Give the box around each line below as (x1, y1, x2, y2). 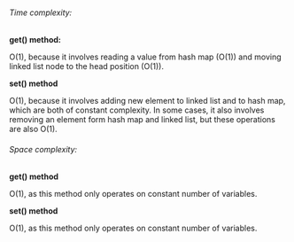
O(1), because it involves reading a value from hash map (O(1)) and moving (9, 51, 282, 62)
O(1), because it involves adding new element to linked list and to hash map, (9, 96, 286, 106)
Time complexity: (9, 7, 73, 18)
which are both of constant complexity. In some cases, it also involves (9, 105, 265, 115)
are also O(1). (9, 124, 58, 135)
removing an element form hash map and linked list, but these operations (9, 114, 276, 125)
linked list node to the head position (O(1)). (9, 61, 164, 72)
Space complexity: (9, 144, 78, 154)
